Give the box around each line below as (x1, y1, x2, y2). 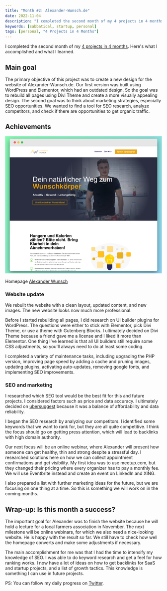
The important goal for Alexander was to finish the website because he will (5, 519, 159, 525)
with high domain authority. (5, 434, 61, 440)
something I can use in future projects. (5, 571, 84, 577)
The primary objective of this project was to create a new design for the (5, 76, 152, 82)
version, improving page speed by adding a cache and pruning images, (5, 359, 151, 365)
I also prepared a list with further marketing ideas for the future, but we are (5, 480, 158, 486)
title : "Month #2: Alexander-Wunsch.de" (5, 8, 90, 13)
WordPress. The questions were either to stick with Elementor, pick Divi (5, 322, 152, 329)
